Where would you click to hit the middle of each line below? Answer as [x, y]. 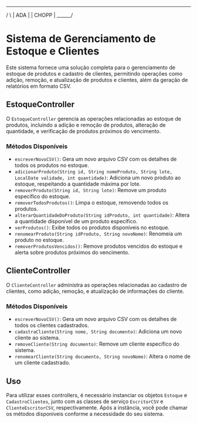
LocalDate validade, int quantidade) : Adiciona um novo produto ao [98, 178]
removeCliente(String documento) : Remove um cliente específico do [97, 344]
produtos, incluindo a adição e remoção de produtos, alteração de [86, 125]
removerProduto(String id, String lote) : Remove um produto [91, 190]
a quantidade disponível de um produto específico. [76, 221]
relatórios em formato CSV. [39, 86]
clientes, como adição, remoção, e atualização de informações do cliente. [95, 291]
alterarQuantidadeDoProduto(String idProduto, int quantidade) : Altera [102, 215]
